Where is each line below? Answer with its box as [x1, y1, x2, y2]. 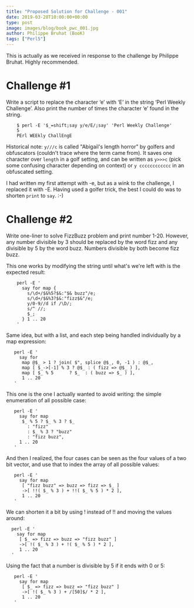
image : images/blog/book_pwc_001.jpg [6, 25, 99, 31]
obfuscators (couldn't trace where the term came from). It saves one [6, 149, 172, 156]
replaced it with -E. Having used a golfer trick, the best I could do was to [6, 186, 182, 193]
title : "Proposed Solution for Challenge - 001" [6, 8, 128, 15]
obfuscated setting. [6, 168, 53, 175]
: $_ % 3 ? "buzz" [27, 428, 72, 435]
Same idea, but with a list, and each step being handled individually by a [6, 331, 181, 339]
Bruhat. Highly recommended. [6, 58, 79, 65]
